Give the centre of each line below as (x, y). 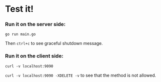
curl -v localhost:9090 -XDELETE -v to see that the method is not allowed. (80, 75)
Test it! (20, 9)
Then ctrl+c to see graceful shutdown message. (54, 43)
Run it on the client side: (34, 56)
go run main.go (20, 34)
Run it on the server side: (35, 24)
